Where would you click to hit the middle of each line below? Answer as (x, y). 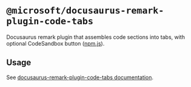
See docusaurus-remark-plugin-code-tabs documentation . (80, 77)
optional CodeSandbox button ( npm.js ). (55, 43)
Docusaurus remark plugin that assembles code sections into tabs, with (95, 37)
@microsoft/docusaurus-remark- (85, 11)
